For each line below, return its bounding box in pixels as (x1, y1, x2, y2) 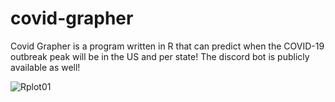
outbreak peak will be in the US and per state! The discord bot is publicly (10, 50, 310, 62)
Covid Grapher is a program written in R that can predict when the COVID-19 (10, 40, 325, 52)
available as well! (10, 61, 81, 73)
